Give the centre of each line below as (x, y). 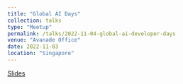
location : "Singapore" (41, 54)
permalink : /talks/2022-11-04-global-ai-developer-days (91, 34)
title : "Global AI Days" (44, 14)
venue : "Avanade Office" (44, 40)
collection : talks (34, 20)
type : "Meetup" (30, 27)
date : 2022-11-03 (33, 47)
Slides (16, 73)
